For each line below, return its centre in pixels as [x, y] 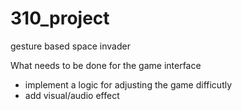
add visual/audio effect [72, 95]
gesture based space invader [70, 46]
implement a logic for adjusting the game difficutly [128, 84]
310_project [60, 18]
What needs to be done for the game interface [106, 65]
